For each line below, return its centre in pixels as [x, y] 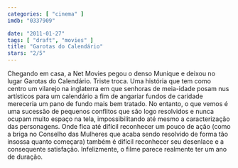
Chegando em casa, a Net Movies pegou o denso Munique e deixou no [111, 73]
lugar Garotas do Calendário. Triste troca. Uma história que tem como [109, 81]
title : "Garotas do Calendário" [55, 47]
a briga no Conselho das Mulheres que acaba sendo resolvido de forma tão [118, 134]
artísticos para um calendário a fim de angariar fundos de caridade [106, 96]
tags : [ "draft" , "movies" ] [50, 40]
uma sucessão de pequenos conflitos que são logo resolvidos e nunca [111, 111]
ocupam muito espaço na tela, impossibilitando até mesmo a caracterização [119, 119]
